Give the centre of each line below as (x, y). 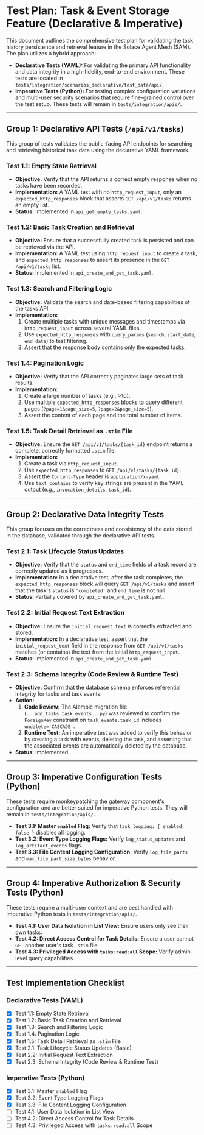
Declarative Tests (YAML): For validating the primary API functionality (103, 65)
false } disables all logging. (50, 832)
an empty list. (32, 205)
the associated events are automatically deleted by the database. (105, 745)
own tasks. (29, 932)
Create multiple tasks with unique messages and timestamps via (104, 321)
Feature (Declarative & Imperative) (95, 23)
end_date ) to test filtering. (56, 341)
